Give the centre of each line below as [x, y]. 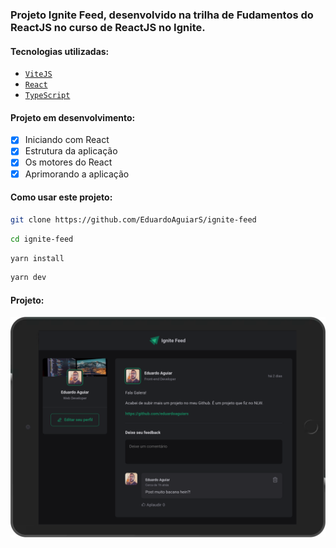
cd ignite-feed [42, 239]
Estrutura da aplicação [71, 151]
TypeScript [47, 96]
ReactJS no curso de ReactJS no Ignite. [108, 27]
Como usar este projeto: [61, 197]
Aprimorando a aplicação [77, 174]
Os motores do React [68, 162]
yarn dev [28, 278]
